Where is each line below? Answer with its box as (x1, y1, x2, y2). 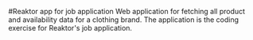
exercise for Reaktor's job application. (8, 24, 133, 32)
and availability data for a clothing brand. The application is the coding (8, 15, 239, 24)
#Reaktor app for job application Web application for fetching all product (8, 7, 245, 16)
